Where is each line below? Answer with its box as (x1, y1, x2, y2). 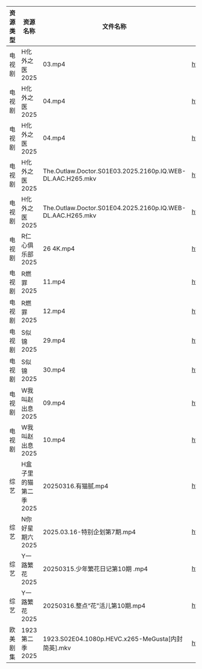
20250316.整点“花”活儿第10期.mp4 (43, 602, 146, 610)
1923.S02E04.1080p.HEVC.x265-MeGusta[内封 (43, 635, 183, 643)
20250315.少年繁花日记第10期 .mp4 (43, 565, 148, 573)
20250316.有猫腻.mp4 (43, 482, 109, 490)
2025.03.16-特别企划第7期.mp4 (43, 528, 136, 536)
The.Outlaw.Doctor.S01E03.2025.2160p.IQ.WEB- (43, 167, 186, 175)
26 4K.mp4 (43, 244, 75, 252)
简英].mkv (43, 644, 71, 652)
